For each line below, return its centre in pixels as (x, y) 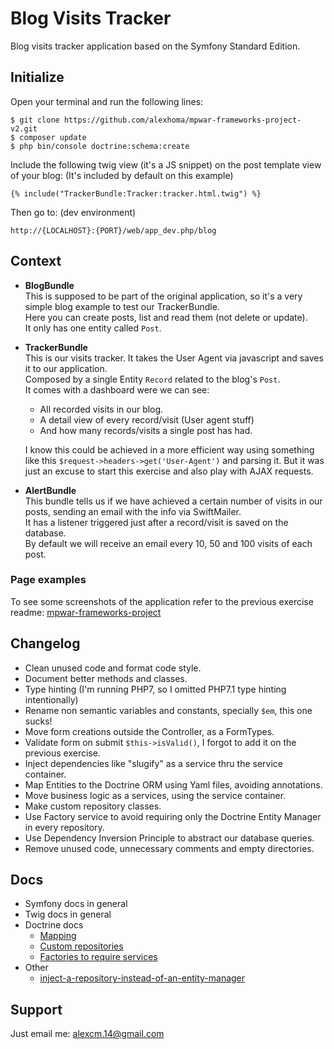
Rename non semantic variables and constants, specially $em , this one (168, 710)
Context (36, 261)
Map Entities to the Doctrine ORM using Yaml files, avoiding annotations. (173, 784)
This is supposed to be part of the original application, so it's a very (163, 296)
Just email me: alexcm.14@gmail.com (87, 1034)
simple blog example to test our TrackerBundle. (122, 306)
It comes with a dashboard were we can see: (117, 389)
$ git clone (35, 120)
